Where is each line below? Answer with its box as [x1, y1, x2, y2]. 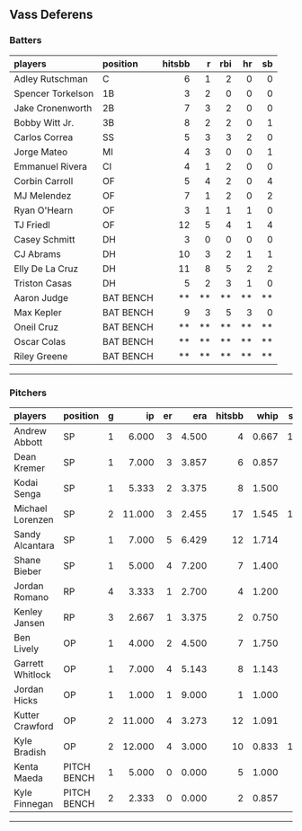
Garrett [13, 657, 44, 669]
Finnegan [13, 797, 54, 809]
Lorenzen [13, 513, 54, 526]
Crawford [13, 720, 54, 732]
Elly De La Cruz [13, 262, 79, 275]
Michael [13, 502, 48, 515]
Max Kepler [13, 305, 62, 318]
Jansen [13, 616, 45, 629]
